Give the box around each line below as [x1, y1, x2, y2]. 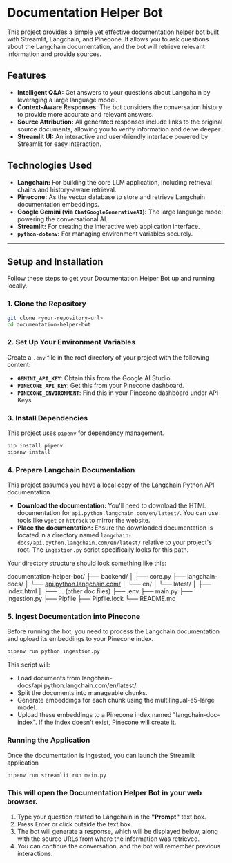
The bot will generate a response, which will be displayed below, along [17, 827, 219, 835]
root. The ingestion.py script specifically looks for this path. [17, 546, 189, 554]
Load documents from [17, 674, 81, 683]
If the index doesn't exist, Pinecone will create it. [38, 718, 177, 727]
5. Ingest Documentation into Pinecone [7, 611, 141, 621]
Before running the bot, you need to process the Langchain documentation [7, 627, 220, 635]
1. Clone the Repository [7, 299, 86, 308]
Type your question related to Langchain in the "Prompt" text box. [17, 813, 206, 821]
